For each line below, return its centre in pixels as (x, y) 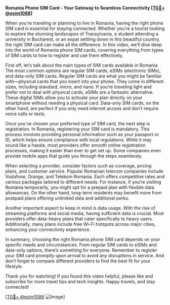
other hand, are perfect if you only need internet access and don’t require (82, 108)
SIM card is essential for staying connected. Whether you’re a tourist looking (85, 28)
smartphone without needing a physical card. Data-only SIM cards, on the (82, 103)
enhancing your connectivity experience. (48, 229)
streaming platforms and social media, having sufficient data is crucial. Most (85, 213)
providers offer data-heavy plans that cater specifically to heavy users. (79, 219)
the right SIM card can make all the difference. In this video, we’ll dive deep (83, 45)
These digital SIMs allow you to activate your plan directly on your (74, 97)
